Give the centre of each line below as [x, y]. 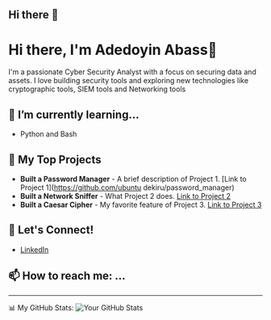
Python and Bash [48, 134]
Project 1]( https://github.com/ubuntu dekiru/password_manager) [127, 187]
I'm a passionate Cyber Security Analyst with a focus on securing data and [132, 72]
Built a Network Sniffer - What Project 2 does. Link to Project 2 [125, 196]
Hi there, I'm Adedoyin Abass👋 [113, 50]
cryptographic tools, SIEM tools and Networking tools [97, 89]
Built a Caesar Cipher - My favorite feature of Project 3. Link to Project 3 [141, 204]
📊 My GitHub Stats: [41, 307]
